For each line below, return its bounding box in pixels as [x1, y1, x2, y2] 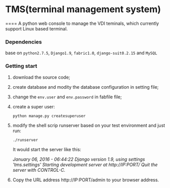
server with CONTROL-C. [12, 167, 65, 173]
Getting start [5, 62, 38, 69]
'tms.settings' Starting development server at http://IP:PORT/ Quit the [12, 161, 158, 168]
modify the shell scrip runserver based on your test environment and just [12, 122, 165, 128]
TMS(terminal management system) [5, 4, 161, 15]
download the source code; [12, 74, 71, 80]
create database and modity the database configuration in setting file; [12, 84, 159, 90]
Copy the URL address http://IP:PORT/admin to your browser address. [12, 176, 159, 183]
